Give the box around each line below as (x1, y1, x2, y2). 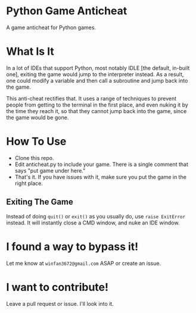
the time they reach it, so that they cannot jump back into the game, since (6, 107, 187, 114)
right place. (14, 180, 43, 187)
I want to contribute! (6, 280, 109, 294)
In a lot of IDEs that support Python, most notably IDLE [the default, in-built (6, 64, 190, 71)
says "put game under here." (14, 167, 86, 174)
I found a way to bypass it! (6, 240, 139, 253)
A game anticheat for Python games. (6, 24, 97, 31)
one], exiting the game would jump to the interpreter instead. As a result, (6, 70, 184, 78)
